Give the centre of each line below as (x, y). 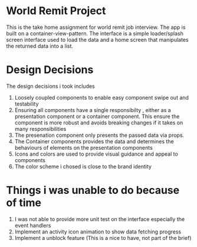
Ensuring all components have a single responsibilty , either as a (93, 110)
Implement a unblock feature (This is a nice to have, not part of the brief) (103, 238)
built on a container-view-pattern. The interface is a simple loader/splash (95, 33)
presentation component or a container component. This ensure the (97, 116)
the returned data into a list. (40, 46)
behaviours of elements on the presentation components (84, 147)
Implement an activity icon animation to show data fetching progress (98, 232)
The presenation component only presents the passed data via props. (99, 135)
